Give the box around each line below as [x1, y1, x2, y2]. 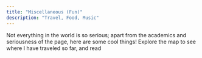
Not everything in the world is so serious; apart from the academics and [6, 31, 187, 38]
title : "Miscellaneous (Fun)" [6, 9, 83, 15]
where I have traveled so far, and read [6, 44, 102, 52]
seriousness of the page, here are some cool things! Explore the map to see [6, 38, 197, 45]
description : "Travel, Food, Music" [6, 15, 99, 21]
